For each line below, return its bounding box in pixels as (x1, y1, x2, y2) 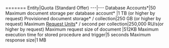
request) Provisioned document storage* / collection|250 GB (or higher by (5, 16, 161, 21)
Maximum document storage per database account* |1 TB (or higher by (5, 10, 156, 16)
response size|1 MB (5, 37, 46, 43)
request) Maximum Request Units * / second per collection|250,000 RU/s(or (5, 21, 164, 27)
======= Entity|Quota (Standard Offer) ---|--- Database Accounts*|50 (5, 5, 156, 11)
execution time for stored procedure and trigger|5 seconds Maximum (5, 32, 151, 37)
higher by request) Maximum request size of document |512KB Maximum (5, 26, 159, 32)
